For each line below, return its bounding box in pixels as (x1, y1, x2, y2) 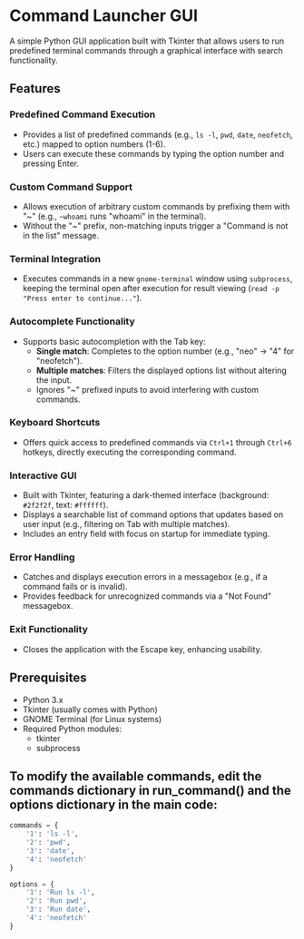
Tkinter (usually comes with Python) (22, 704, 158, 715)
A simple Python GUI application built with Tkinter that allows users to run (9, 35, 285, 46)
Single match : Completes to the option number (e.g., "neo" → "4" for (35, 346, 295, 357)
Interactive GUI (9, 469, 77, 482)
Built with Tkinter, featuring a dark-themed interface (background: (22, 490, 270, 501)
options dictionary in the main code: (9, 797, 218, 812)
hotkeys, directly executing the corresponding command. (22, 446, 238, 457)
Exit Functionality (9, 623, 88, 636)
